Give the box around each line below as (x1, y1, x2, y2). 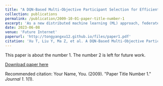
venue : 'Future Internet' (5, 30, 57, 34)
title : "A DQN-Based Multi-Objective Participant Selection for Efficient (5, 7, 160, 12)
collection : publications (5, 12, 57, 17)
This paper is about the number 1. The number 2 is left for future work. (5, 52, 146, 58)
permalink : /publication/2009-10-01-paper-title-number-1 (5, 16, 125, 21)
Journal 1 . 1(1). (5, 76, 34, 82)
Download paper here (5, 61, 49, 67)
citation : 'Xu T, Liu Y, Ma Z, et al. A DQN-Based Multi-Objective (5, 39, 145, 44)
